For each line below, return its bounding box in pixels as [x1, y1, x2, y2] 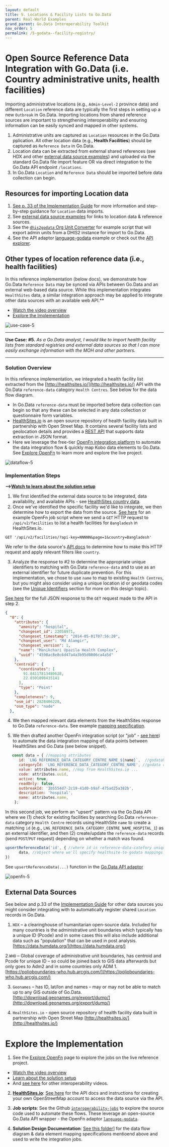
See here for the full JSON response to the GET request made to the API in [5, 595, 157, 601]
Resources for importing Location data [5, 189, 129, 198]
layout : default [5, 7, 39, 13]
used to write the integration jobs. [12, 1136, 83, 1142]
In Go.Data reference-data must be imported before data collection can [12, 402, 161, 408]
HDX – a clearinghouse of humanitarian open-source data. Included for [12, 922, 157, 928]
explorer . [12, 240, 31, 246]
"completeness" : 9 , [14, 694, 55, 699]
